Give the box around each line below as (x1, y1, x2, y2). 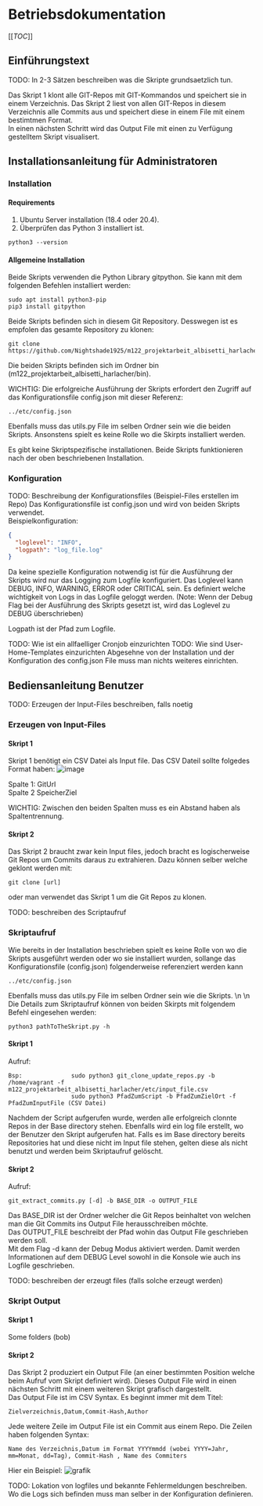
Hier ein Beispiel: (8, 1466, 63, 1475)
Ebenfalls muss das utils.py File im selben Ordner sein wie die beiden (8, 421, 231, 431)
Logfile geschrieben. (8, 1261, 75, 1271)
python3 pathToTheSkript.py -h (8, 1023, 110, 1030)
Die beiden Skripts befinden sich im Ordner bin (8, 361, 159, 370)
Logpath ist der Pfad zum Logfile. (8, 624, 116, 633)
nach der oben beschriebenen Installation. (8, 454, 145, 463)
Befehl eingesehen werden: (8, 1007, 97, 1017)
